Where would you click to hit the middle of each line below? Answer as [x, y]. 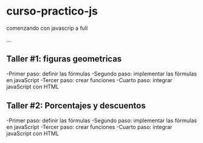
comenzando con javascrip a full [47, 28]
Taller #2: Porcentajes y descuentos [76, 106]
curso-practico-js [52, 11]
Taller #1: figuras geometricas [64, 59]
